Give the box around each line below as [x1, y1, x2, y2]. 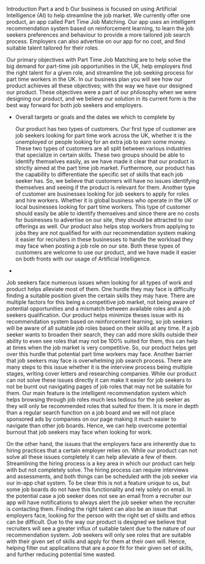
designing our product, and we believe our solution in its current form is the [6, 95, 196, 102]
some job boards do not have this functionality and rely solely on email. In [6, 486, 192, 493]
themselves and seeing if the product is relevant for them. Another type [15, 184, 196, 191]
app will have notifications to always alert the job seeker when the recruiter [6, 499, 196, 506]
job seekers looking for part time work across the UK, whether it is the [15, 132, 192, 139]
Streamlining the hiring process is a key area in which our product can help [6, 460, 195, 467]
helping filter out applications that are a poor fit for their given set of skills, [6, 544, 193, 551]
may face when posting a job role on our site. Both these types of [15, 242, 181, 250]
